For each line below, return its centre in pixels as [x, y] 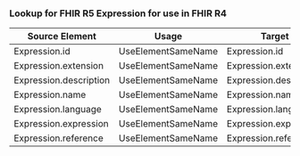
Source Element [62, 37]
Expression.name [50, 94]
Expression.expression [61, 124]
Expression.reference [59, 138]
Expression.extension [59, 66]
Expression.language [58, 110]
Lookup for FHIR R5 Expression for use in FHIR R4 [118, 13]
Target [275, 37]
